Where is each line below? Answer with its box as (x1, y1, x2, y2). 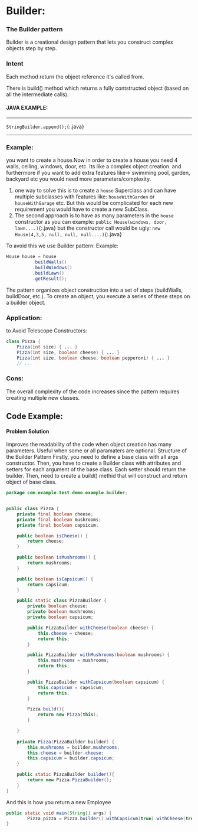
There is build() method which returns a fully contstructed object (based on (6, 84, 189, 92)
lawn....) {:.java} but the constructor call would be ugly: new (14, 224, 161, 231)
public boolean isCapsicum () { (16, 576, 94, 582)
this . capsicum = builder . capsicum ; (27, 755, 115, 761)
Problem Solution (6, 428, 49, 435)
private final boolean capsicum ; (16, 522, 99, 528)
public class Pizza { (6, 506, 60, 512)
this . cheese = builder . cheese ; (27, 750, 104, 756)
